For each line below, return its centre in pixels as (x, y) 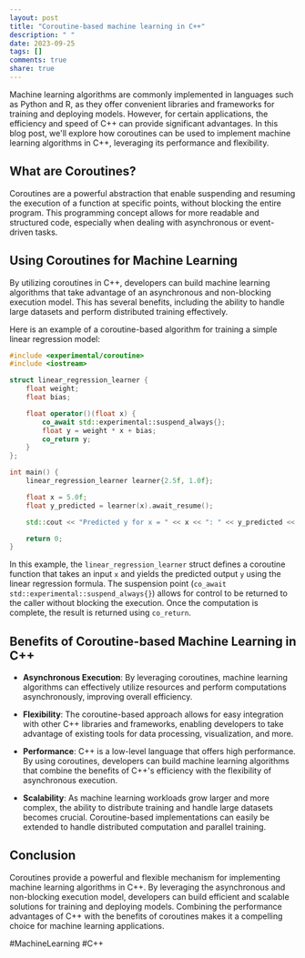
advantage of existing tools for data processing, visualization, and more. (158, 734)
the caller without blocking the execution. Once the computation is (134, 603)
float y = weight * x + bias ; (99, 430)
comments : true (38, 60)
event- (262, 222)
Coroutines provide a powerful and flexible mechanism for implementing (145, 877)
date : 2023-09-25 (42, 43)
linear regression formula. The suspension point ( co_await (118, 584)
